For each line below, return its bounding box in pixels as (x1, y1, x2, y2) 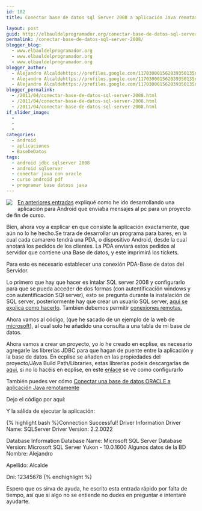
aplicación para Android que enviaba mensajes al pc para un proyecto (17, 205, 191, 212)
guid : (6, 31, 20, 37)
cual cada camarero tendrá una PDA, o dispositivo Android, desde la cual (6, 236, 188, 243)
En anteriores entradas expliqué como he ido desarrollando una (17, 198, 175, 205)
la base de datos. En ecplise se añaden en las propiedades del (6, 353, 161, 360)
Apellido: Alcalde (6, 462, 48, 469)
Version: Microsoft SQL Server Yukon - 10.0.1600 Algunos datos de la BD (6, 444, 186, 451)
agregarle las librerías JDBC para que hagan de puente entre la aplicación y (6, 346, 194, 354)
